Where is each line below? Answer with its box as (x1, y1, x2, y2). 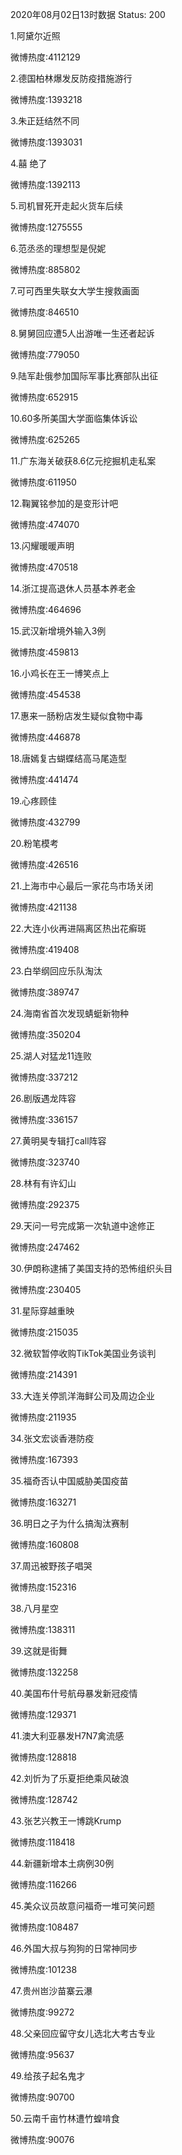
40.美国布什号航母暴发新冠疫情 (10, 1688, 138, 1699)
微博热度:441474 (10, 774, 79, 785)
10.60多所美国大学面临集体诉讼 (10, 413, 138, 424)
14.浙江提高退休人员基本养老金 (10, 583, 137, 594)
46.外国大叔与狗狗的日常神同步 (10, 1943, 138, 1954)
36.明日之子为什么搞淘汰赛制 (10, 1518, 129, 1529)
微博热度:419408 (10, 944, 80, 955)
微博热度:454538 (10, 689, 82, 700)
